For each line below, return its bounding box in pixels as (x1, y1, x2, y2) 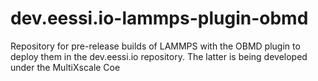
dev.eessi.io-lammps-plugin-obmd (10, 7, 309, 30)
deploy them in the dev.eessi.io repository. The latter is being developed (10, 50, 308, 62)
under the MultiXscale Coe (10, 61, 121, 73)
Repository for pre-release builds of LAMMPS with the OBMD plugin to (10, 40, 301, 52)
